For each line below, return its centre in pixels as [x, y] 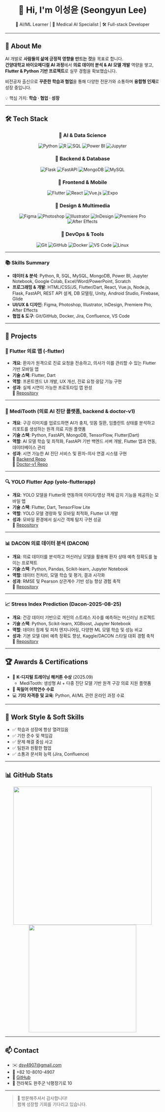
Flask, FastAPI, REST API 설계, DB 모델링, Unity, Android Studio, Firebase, [86, 293]
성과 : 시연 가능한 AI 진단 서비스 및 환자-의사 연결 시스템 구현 [69, 453]
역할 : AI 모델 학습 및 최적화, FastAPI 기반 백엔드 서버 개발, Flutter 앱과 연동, [84, 441]
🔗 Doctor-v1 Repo [30, 464]
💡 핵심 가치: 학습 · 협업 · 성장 [32, 98]
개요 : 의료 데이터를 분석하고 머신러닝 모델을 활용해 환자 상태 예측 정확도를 [82, 556]
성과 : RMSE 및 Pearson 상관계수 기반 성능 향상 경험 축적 [66, 581]
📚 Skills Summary [27, 262]
